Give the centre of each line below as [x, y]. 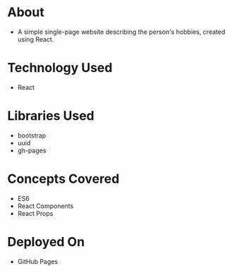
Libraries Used [51, 116]
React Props [35, 213]
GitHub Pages [38, 261]
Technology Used [60, 68]
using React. [36, 39]
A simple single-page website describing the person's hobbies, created [121, 32]
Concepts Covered [63, 179]
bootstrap [32, 135]
